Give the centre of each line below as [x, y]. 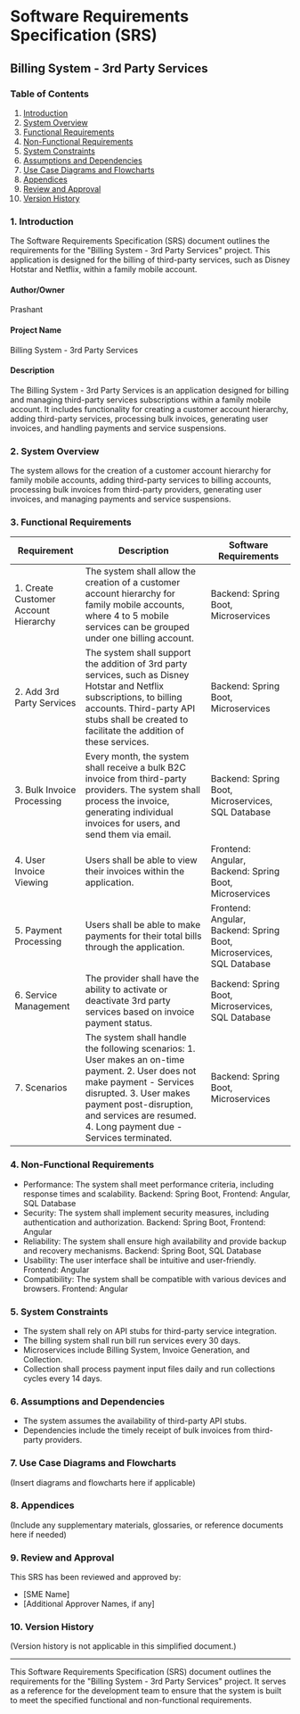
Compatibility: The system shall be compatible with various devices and [154, 1279]
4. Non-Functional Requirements [82, 1164]
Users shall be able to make [143, 925]
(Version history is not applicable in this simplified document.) [123, 1646]
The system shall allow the [141, 571]
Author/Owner [37, 290]
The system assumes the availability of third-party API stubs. [135, 1421]
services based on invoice [140, 1012]
